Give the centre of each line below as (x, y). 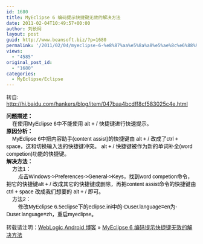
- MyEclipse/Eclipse (37, 79)
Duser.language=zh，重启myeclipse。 (52, 214)
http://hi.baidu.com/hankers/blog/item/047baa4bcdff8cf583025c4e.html (97, 104)
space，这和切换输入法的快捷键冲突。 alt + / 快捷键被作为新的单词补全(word (99, 146)
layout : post (23, 34)
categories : (21, 74)
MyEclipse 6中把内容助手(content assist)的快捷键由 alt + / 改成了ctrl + (95, 139)
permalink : (20, 46)
